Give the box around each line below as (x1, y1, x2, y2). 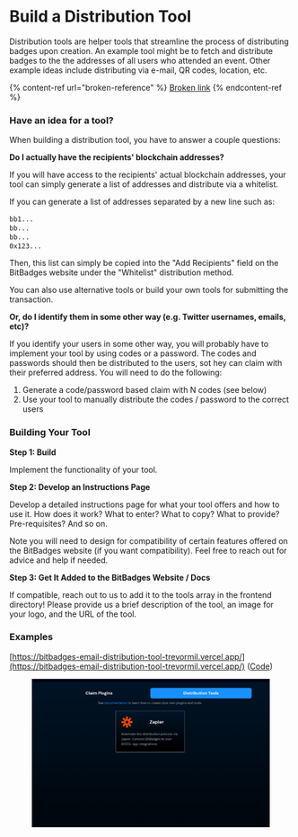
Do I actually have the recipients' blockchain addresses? (9, 152, 224, 163)
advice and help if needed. (9, 555, 109, 565)
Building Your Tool (9, 426, 92, 439)
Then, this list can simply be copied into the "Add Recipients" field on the (9, 258, 279, 269)
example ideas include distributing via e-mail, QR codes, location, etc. (9, 65, 267, 76)
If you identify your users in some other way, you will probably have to (9, 339, 269, 350)
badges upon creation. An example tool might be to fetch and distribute (9, 45, 274, 56)
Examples (9, 631, 54, 644)
